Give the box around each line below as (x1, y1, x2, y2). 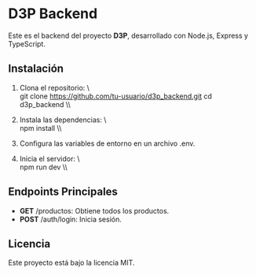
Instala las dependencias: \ (19, 115, 107, 124)
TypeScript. (8, 39, 46, 48)
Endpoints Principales (8, 185, 118, 199)
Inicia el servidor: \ (19, 154, 80, 163)
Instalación (8, 62, 64, 76)
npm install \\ (19, 123, 62, 132)
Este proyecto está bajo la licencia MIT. (8, 258, 135, 268)
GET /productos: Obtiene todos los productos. (19, 206, 170, 215)
